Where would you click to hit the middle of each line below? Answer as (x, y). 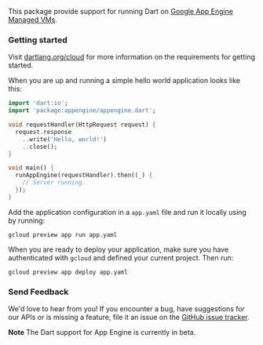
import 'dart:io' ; (38, 103)
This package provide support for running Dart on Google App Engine (121, 11)
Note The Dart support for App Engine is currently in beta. (102, 332)
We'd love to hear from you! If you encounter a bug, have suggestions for (127, 309)
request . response (44, 132)
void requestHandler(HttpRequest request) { (82, 125)
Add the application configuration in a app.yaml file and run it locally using (128, 212)
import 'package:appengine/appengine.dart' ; (82, 111)
